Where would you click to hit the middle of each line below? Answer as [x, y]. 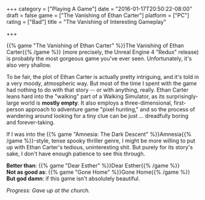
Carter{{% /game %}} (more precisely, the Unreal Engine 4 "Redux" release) [102, 52]
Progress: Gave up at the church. [48, 190]
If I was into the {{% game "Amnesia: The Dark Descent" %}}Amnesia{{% [99, 134]
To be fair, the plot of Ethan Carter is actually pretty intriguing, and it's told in [103, 77]
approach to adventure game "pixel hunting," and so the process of [110, 109]
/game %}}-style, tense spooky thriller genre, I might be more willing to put [101, 141]
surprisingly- [182, 96]
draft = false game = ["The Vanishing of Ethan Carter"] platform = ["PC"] [98, 15]
